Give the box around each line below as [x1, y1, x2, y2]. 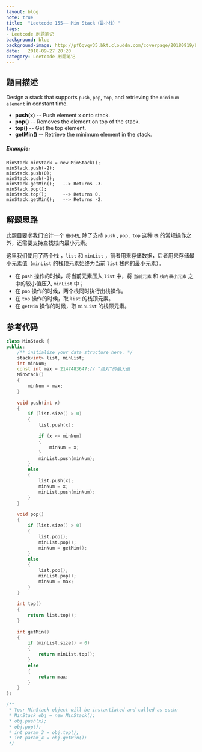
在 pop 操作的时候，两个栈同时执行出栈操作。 [14, 287, 127, 295]
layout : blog [6, 8, 39, 15]
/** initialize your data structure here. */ [17, 349, 133, 355]
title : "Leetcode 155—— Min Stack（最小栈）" [6, 20, 120, 26]
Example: [6, 145, 31, 152]
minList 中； [53, 280, 85, 287]
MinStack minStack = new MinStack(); [6, 160, 101, 166]
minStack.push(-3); [6, 176, 55, 182]
